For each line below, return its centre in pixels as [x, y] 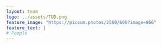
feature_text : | [26, 28]
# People [17, 33]
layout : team [22, 11]
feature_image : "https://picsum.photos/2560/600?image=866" [82, 22]
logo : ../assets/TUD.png [37, 17]
